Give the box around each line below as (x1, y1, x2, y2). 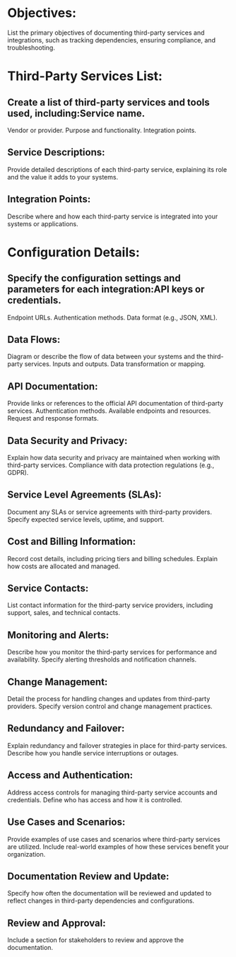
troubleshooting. (7, 43, 55, 52)
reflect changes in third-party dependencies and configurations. (7, 896, 195, 905)
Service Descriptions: (7, 146, 105, 158)
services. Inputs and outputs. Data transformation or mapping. (24, 360, 206, 368)
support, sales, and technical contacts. (7, 609, 120, 617)
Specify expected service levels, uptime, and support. (7, 515, 165, 524)
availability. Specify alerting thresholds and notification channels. (7, 655, 197, 664)
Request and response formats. (7, 414, 99, 423)
